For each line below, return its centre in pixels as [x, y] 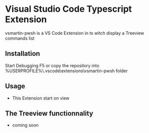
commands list [20, 38]
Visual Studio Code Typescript [69, 9]
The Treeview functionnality [49, 113]
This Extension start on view [41, 98]
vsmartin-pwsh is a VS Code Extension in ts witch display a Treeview [75, 33]
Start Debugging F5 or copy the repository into [52, 65]
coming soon [25, 125]
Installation [23, 54]
